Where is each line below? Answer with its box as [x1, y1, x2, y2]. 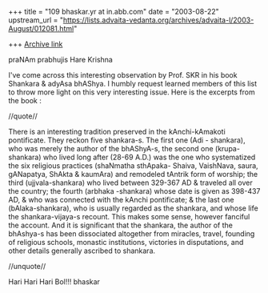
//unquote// [8, 262, 46, 271]
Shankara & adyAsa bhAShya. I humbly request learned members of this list [8, 79, 258, 88]
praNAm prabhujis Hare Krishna [8, 55, 114, 64]
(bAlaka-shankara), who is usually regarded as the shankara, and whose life [8, 203, 258, 213]
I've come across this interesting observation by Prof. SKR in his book [8, 70, 238, 79]
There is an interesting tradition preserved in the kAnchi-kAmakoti [8, 127, 226, 136]
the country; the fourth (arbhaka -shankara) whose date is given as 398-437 [8, 187, 261, 195]
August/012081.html [8, 24, 74, 33]
